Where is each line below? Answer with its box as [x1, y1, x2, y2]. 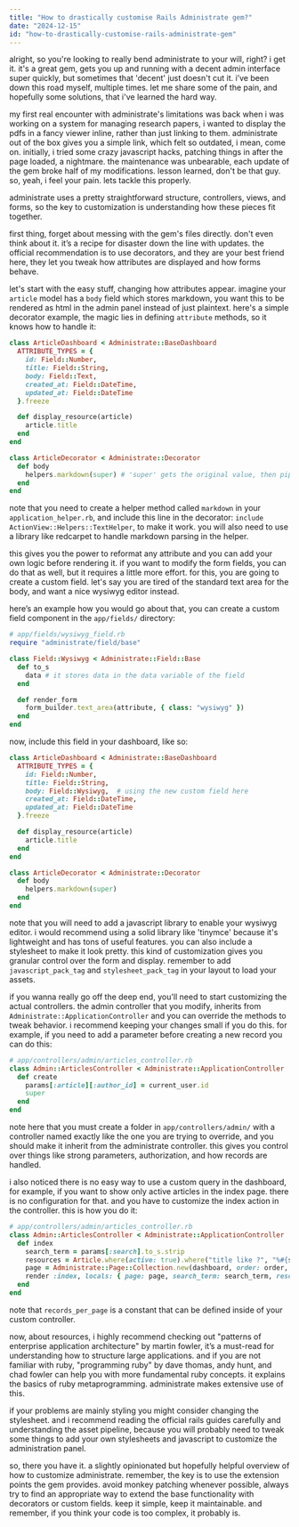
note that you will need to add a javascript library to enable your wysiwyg [9, 917, 278, 928]
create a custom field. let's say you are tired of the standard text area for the [9, 577, 289, 587]
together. [9, 211, 43, 222]
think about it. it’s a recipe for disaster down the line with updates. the [9, 238, 264, 249]
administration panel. [9, 1442, 86, 1453]
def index [17, 1239, 53, 1248]
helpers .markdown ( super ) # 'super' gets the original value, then [25, 470, 277, 479]
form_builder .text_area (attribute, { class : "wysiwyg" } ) [25, 704, 245, 713]
